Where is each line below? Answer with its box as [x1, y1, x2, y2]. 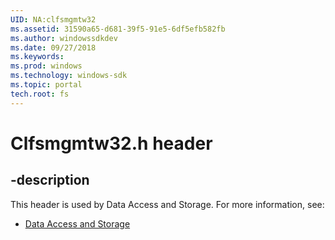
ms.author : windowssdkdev [10, 33, 118, 43]
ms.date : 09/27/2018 [10, 42, 97, 53]
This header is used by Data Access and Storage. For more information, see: [10, 198, 325, 210]
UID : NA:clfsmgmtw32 [10, 14, 97, 25]
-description [10, 172, 90, 189]
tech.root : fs [10, 89, 70, 99]
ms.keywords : [10, 52, 65, 62]
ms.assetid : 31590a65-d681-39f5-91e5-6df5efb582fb [10, 24, 226, 34]
